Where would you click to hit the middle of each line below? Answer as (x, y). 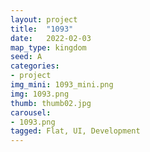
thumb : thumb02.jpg (51, 103)
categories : (35, 66)
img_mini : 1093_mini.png (62, 85)
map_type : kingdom (48, 47)
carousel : (31, 112)
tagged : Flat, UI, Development (75, 131)
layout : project (44, 19)
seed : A (26, 57)
